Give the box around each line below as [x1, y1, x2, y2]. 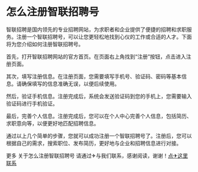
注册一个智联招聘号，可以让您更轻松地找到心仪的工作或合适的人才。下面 [16, 33, 192, 40]
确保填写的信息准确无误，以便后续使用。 [21, 80, 120, 87]
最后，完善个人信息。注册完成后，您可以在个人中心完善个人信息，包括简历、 [6, 112, 192, 119]
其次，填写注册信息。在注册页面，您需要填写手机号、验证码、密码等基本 [6, 73, 181, 80]
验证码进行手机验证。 [6, 100, 58, 107]
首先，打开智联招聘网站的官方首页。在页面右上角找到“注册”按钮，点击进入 [6, 53, 187, 60]
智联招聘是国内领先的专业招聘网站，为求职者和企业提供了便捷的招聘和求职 [6, 26, 187, 33]
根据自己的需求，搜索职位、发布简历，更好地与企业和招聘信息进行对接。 [6, 139, 181, 147]
